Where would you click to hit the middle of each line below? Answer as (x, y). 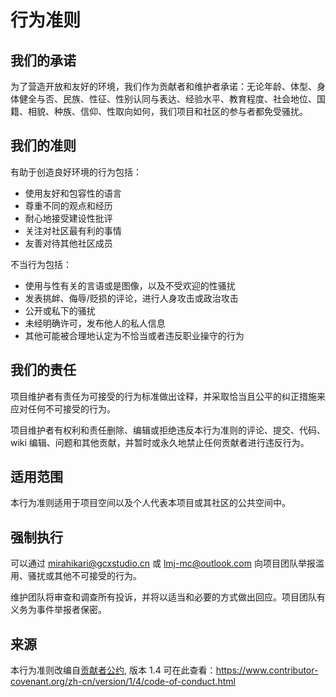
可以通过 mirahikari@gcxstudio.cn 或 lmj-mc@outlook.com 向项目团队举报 (163, 563)
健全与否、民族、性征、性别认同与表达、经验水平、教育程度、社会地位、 (167, 99)
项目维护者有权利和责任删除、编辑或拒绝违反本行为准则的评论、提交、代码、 (168, 430)
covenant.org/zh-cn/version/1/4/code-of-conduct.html (123, 682)
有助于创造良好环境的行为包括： (76, 172)
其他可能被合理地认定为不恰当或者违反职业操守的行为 (134, 335)
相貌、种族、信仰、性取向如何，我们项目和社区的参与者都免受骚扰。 (167, 111)
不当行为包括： (41, 264)
